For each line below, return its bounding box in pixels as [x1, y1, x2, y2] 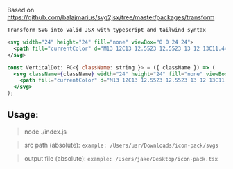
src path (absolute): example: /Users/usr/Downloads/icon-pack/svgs [24, 141, 219, 149]
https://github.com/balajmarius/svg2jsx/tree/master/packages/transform [7, 13, 215, 21]
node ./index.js [24, 127, 67, 136]
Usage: [7, 109, 40, 121]
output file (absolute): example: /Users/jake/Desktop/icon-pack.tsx [24, 154, 218, 162]
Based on [7, 6, 35, 14]
